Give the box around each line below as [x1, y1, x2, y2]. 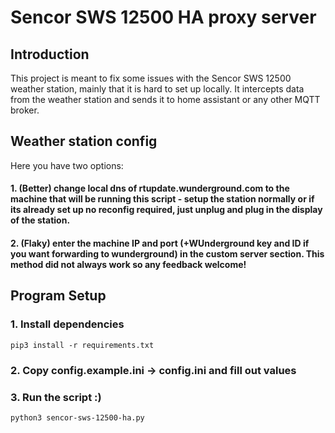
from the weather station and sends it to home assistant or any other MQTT [10, 94, 321, 105]
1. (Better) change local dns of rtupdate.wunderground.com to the [10, 182, 290, 195]
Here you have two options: [10, 159, 124, 171]
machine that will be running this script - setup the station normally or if [10, 193, 315, 205]
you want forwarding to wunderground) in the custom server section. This [10, 248, 325, 260]
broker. [10, 104, 40, 116]
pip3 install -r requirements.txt [10, 340, 155, 350]
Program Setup [10, 287, 107, 305]
